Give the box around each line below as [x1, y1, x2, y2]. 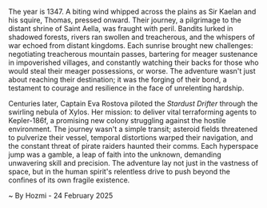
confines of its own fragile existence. [8, 175, 130, 185]
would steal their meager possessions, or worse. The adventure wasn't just [8, 66, 256, 75]
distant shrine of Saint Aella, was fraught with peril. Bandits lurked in [8, 24, 233, 33]
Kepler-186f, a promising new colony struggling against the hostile [8, 116, 226, 125]
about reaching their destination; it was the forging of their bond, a [8, 75, 228, 84]
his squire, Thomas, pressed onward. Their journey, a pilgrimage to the [8, 15, 241, 25]
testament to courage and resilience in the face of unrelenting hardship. [8, 83, 245, 93]
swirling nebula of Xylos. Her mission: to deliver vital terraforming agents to [8, 107, 257, 117]
